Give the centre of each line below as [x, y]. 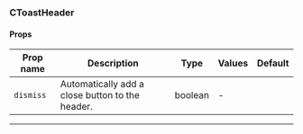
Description [113, 63]
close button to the [100, 95]
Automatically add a [102, 85]
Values [233, 63]
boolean [192, 95]
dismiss [30, 95]
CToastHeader [42, 13]
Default [273, 63]
